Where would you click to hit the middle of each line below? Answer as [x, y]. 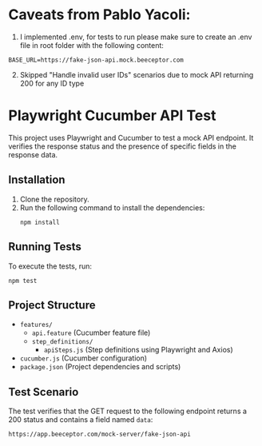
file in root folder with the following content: [91, 45]
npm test [23, 281]
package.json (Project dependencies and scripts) [100, 367]
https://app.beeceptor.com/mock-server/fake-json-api [100, 434]
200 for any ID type [52, 83]
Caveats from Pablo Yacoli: [99, 15]
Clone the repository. [54, 199]
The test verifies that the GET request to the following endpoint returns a [128, 411]
